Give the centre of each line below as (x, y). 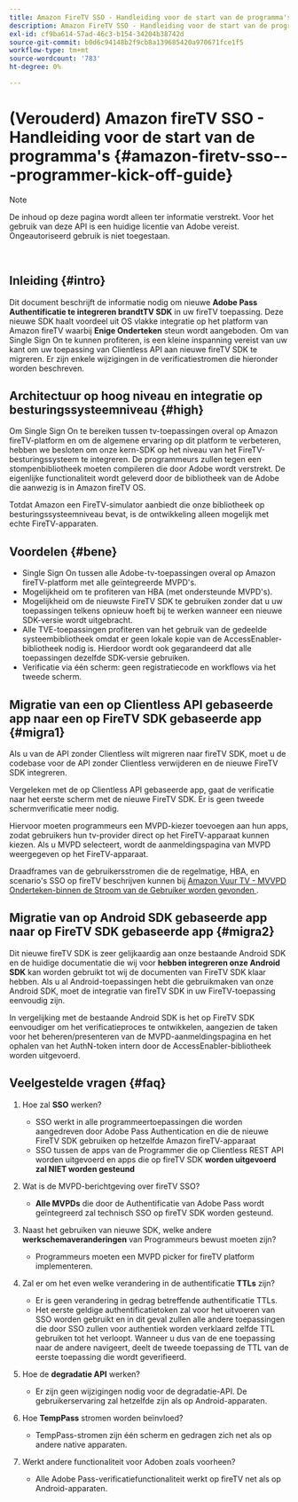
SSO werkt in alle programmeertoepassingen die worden (139, 1121)
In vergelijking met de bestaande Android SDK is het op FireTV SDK (132, 1018)
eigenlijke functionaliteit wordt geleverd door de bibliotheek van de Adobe (144, 478)
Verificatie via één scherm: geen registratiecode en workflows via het (149, 667)
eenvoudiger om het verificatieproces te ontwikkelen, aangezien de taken (143, 1026)
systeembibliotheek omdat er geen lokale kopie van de (122, 639)
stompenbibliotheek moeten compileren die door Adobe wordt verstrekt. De (147, 469)
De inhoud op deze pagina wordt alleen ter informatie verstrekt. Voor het (141, 216)
